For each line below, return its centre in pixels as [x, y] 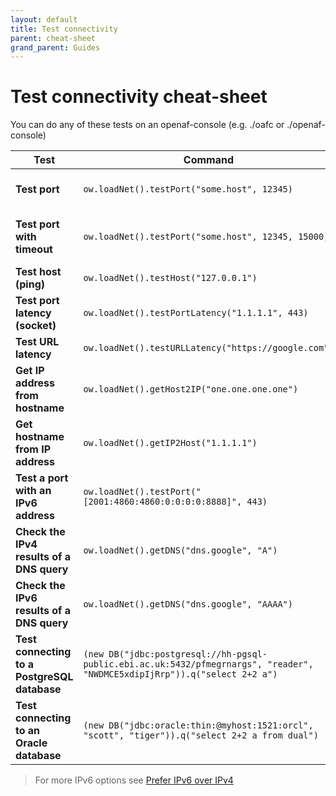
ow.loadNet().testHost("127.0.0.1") [170, 278]
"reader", [290, 664]
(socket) [36, 326]
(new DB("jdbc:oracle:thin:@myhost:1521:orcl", [198, 725]
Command [209, 160]
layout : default [44, 19]
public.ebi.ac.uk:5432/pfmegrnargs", [173, 664]
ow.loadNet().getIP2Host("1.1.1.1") [170, 443]
